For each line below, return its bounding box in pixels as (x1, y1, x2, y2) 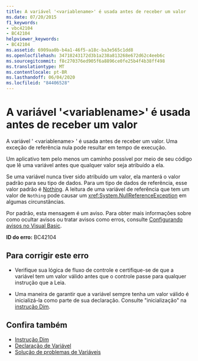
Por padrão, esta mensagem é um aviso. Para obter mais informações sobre (6, 209, 191, 216)
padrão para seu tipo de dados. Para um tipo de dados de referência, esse (6, 179, 187, 186)
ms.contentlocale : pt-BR (6, 69, 67, 75)
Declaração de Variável (14, 342, 72, 349)
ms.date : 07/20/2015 (6, 14, 57, 20)
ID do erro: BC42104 (6, 233, 57, 240)
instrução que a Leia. (14, 279, 66, 286)
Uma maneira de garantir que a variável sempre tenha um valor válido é (14, 290, 189, 297)
